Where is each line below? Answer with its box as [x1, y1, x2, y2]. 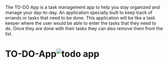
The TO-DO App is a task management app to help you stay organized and [5, 4, 160, 10]
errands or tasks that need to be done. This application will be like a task [5, 15, 155, 20]
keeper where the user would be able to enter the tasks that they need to [5, 20, 156, 26]
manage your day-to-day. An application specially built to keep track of [5, 9, 152, 15]
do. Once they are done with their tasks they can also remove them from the [5, 25, 163, 31]
